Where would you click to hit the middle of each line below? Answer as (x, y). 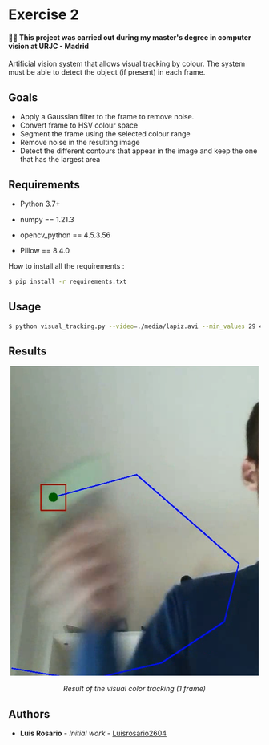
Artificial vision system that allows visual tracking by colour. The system (127, 64)
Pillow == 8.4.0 (45, 251)
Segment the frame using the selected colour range (105, 134)
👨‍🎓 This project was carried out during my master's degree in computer (130, 37)
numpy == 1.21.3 (47, 220)
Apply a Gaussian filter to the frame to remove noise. (107, 117)
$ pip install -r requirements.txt (68, 282)
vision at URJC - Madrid (49, 46)
